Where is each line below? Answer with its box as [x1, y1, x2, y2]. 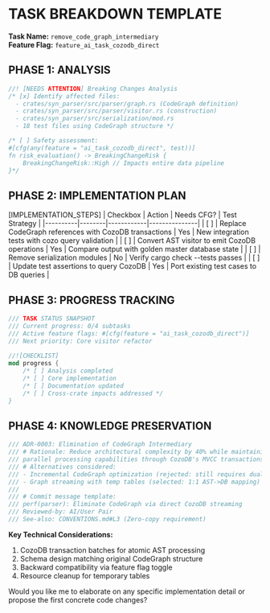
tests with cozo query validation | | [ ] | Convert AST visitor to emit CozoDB [8, 236, 256, 245]
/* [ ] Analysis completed [22, 367, 113, 375]
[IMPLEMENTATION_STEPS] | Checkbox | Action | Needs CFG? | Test [8, 210, 237, 220]
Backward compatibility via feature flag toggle [19, 562, 173, 572]
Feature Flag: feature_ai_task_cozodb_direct [8, 39, 160, 49]
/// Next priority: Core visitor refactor [8, 337, 153, 345]
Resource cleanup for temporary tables [19, 570, 150, 580]
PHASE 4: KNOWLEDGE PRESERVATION [8, 419, 212, 433]
